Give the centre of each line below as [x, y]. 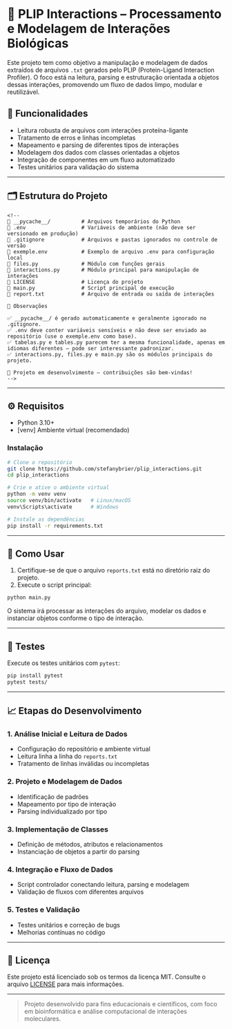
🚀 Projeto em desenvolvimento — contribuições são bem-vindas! [100, 372]
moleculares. [42, 1019]
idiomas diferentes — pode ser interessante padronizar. [91, 348]
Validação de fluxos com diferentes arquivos [80, 892]
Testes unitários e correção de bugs [69, 925]
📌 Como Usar [36, 554]
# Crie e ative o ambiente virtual [58, 488]
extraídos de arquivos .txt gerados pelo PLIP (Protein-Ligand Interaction [111, 70]
